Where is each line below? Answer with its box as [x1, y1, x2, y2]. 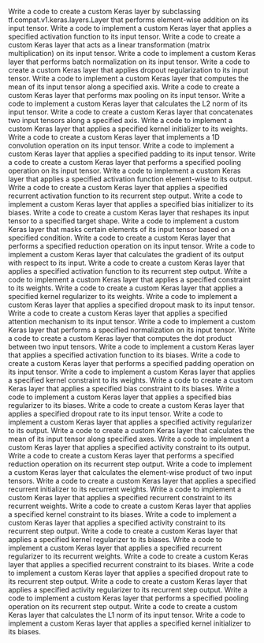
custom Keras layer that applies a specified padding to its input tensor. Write [8, 149, 256, 159]
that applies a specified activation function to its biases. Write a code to [8, 350, 240, 360]
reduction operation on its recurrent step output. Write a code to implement [8, 459, 252, 469]
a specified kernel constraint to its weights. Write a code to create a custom [8, 376, 254, 385]
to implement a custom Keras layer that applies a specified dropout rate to [8, 568, 249, 578]
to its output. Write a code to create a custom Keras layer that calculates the [8, 426, 255, 435]
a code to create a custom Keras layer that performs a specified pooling [8, 158, 242, 166]
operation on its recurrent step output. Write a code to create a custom [8, 602, 238, 611]
